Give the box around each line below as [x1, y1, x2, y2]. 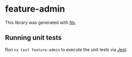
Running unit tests [5, 34, 62, 42]
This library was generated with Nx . [5, 19, 76, 25]
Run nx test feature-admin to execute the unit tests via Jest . [5, 46, 128, 52]
